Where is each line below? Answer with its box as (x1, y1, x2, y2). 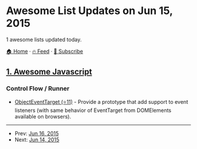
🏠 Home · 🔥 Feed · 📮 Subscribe (6, 48, 83, 55)
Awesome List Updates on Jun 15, (6, 4, 173, 18)
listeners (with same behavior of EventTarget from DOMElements (14, 107, 172, 114)
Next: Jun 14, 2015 (14, 136, 60, 143)
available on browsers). (14, 113, 72, 120)
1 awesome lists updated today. (6, 36, 82, 43)
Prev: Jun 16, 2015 (14, 130, 59, 137)
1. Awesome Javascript (6, 67, 93, 77)
